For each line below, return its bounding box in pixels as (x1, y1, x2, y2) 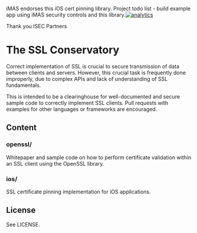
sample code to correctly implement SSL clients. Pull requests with (6, 99, 169, 106)
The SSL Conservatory (6, 44, 120, 57)
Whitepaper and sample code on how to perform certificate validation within (6, 153, 192, 161)
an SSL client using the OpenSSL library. (6, 160, 104, 167)
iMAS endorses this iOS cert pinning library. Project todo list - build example (6, 5, 191, 12)
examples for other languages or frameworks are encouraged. (6, 106, 157, 113)
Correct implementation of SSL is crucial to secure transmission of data (6, 63, 180, 70)
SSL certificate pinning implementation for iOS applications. (6, 188, 152, 195)
